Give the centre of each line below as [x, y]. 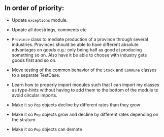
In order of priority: [34, 8]
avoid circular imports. [34, 95]
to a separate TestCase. [36, 75]
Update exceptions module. [40, 20]
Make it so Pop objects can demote [47, 129]
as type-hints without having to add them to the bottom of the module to [85, 90]
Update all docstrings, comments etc [49, 30]
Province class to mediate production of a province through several [80, 39]
